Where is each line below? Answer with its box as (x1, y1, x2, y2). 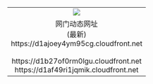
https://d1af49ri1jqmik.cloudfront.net (14, 64, 139, 74)
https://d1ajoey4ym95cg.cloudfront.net (11, 38, 143, 48)
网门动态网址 (55, 19, 99, 29)
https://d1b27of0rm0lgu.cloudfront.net (11, 56, 142, 66)
